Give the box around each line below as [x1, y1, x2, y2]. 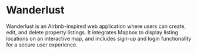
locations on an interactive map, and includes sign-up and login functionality [6, 35, 192, 42]
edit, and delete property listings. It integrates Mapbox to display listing [6, 28, 178, 35]
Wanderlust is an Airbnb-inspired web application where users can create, [6, 23, 186, 30]
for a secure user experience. [6, 41, 78, 48]
